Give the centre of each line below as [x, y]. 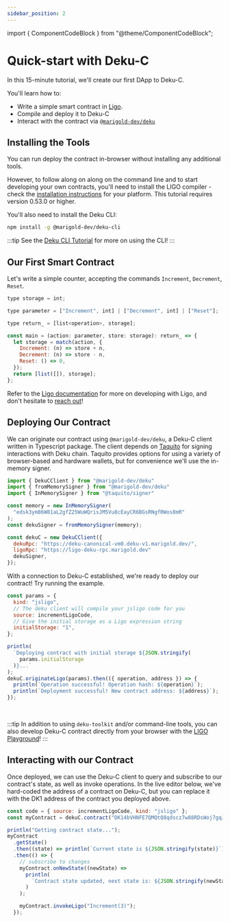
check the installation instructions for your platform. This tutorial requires [110, 194]
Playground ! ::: [27, 738]
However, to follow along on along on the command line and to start [103, 180]
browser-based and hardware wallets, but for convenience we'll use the [108, 461]
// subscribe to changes [55, 862]
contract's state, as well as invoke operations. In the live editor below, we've [114, 784]
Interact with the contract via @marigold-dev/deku [86, 121]
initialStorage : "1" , [44, 628]
